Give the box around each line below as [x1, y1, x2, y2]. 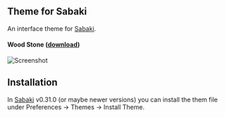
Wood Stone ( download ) [7, 40, 80, 49]
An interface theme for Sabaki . [7, 24, 97, 32]
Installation [7, 77, 58, 89]
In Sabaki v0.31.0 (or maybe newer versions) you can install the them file [7, 95, 218, 104]
